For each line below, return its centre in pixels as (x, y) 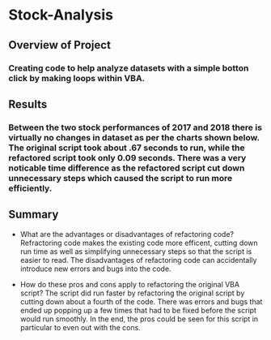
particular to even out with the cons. (80, 327)
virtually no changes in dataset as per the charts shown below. (134, 137)
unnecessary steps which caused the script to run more (121, 178)
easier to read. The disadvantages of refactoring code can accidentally (138, 260)
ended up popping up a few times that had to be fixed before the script (138, 310)
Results (28, 104)
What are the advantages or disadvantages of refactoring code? (127, 234)
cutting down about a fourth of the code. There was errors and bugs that (141, 301)
